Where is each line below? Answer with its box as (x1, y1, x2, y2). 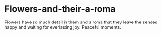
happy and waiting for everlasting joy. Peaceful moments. (4, 24, 121, 30)
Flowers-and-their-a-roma (4, 3, 116, 14)
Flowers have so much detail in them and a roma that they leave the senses (4, 19, 158, 25)
